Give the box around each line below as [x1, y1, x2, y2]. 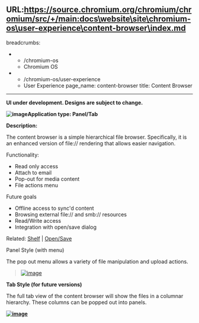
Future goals [6, 193, 37, 200]
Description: [6, 121, 37, 129]
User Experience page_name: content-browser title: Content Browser [23, 82, 192, 89]
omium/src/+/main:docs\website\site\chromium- [6, 14, 191, 24]
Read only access [14, 162, 59, 170]
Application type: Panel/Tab [27, 110, 98, 117]
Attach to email [14, 169, 52, 176]
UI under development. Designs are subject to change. [6, 99, 143, 106]
